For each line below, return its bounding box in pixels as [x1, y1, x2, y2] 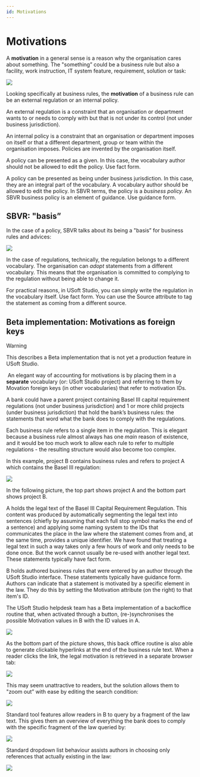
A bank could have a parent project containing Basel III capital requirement [6, 396, 190, 403]
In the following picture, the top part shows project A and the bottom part [6, 486, 186, 494]
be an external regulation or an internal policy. [6, 96, 119, 104]
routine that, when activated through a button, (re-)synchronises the [6, 610, 174, 618]
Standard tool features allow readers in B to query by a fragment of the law [6, 711, 190, 718]
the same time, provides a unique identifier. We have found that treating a [6, 537, 187, 544]
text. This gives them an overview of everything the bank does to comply [6, 717, 186, 725]
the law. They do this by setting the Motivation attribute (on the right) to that [6, 586, 193, 594]
